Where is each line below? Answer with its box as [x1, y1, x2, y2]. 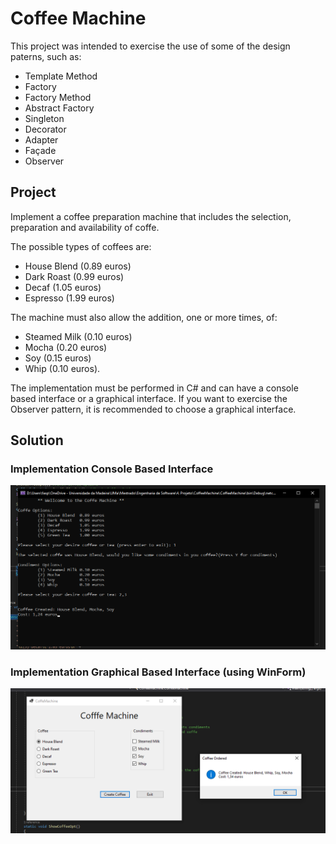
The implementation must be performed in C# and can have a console [10, 382, 299, 394]
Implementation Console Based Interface [10, 462, 214, 476]
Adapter [24, 133, 59, 146]
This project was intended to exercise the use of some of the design [10, 40, 291, 52]
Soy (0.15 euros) [24, 352, 92, 364]
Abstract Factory [24, 102, 95, 114]
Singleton [24, 112, 65, 124]
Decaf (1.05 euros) [24, 281, 102, 293]
